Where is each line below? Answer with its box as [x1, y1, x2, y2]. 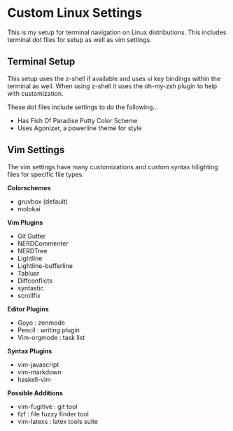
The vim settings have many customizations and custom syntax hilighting [7, 162, 218, 171]
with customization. [7, 89, 64, 97]
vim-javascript [17, 360, 59, 369]
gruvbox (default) [17, 197, 69, 206]
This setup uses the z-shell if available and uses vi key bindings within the [7, 74, 221, 83]
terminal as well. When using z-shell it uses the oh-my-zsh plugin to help [7, 82, 218, 90]
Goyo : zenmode [17, 318, 65, 327]
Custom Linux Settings [7, 5, 142, 21]
